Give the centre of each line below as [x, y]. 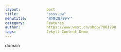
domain [13, 45]
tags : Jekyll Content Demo [47, 32]
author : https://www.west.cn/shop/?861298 [61, 27]
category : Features [35, 23]
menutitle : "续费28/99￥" [39, 18]
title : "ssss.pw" [36, 14]
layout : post [30, 9]
